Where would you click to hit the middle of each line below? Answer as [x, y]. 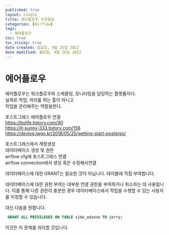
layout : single [21, 15]
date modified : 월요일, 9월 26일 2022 [43, 52]
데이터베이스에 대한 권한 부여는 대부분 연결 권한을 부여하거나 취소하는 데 [76, 184]
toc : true [16, 38]
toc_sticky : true [23, 43]
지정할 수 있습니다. [29, 197]
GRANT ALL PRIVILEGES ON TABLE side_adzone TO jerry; [65, 217]
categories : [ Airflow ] [29, 24]
